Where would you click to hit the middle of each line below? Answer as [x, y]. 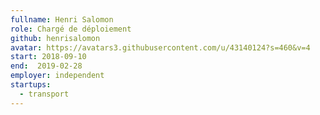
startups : [31, 85]
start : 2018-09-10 [48, 57]
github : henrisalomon [55, 38]
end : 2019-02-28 [46, 66]
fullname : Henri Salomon [62, 19]
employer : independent [57, 76]
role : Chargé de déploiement [71, 29]
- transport [44, 94]
